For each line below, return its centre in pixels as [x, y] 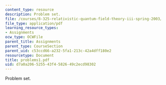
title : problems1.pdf [27, 60]
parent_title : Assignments [33, 42]
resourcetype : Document [30, 55]
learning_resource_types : [32, 28]
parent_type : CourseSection [34, 46]
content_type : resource [30, 10]
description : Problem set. [33, 14]
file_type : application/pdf [34, 23]
